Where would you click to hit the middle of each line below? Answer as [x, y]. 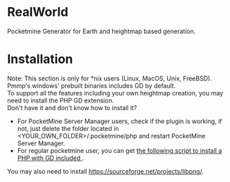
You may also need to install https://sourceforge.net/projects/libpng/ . [106, 171]
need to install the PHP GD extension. [61, 100]
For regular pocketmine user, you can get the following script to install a [120, 150]
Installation [40, 59]
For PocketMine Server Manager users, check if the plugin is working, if [120, 121]
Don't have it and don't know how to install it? [72, 107]
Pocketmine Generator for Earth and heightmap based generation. [101, 31]
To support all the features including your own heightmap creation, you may [115, 93]
